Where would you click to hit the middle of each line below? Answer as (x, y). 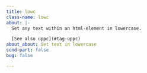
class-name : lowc (28, 17)
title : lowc (21, 12)
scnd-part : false (28, 50)
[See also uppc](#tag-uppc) (46, 39)
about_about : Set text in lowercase (51, 45)
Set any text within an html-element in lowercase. (77, 28)
